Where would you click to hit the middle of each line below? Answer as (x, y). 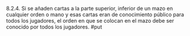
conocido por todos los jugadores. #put (54, 27)
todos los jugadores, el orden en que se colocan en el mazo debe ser (90, 21)
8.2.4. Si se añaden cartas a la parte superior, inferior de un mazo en (89, 8)
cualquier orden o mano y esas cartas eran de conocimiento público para (95, 15)
